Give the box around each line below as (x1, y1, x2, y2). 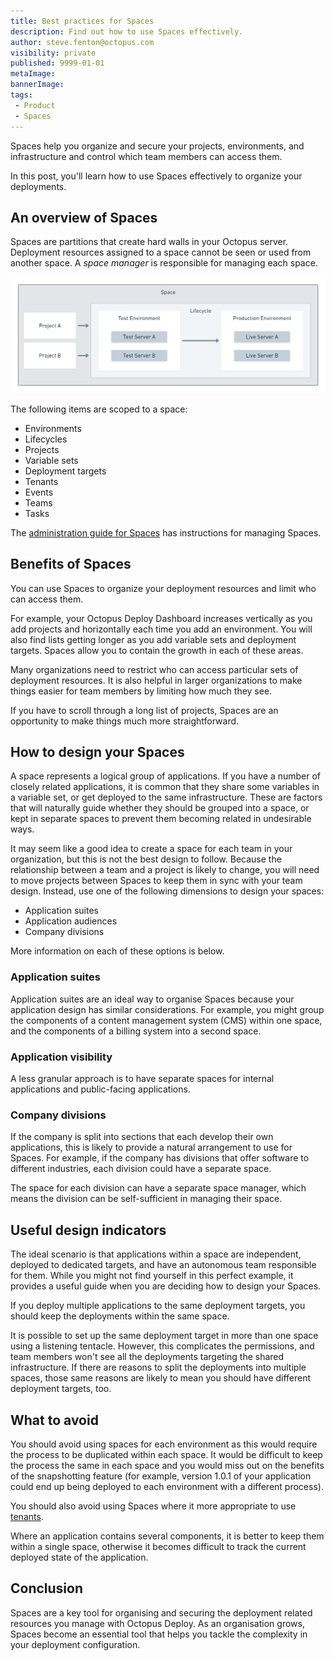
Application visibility (10, 1050, 113, 1064)
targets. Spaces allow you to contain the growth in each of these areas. (10, 644, 304, 656)
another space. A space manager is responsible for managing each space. (10, 257, 318, 269)
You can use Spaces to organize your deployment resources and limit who (10, 582, 317, 594)
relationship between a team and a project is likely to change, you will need (10, 864, 320, 876)
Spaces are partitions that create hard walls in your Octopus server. (10, 236, 289, 248)
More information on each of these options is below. (10, 945, 225, 957)
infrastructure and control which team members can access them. (10, 150, 283, 162)
